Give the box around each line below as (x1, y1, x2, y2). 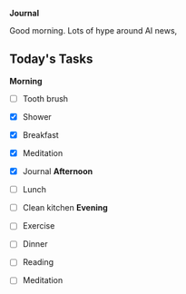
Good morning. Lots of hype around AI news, (9, 25, 178, 35)
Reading (22, 257, 54, 268)
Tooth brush (22, 93, 69, 103)
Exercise (22, 220, 55, 231)
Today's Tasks (9, 52, 93, 67)
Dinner (22, 239, 48, 250)
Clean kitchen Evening (22, 202, 108, 213)
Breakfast (22, 129, 59, 140)
